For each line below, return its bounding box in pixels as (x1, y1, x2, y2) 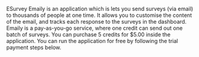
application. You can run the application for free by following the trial (6, 38, 178, 44)
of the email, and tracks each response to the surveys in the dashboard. (6, 18, 187, 25)
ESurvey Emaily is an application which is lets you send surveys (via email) (6, 5, 194, 12)
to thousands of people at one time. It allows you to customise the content (6, 12, 192, 19)
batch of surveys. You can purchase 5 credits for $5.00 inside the (6, 31, 171, 38)
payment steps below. (6, 44, 62, 51)
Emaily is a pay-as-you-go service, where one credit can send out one (6, 24, 183, 32)
